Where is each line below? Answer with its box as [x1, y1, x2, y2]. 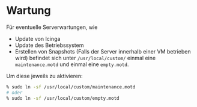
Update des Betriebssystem [14, 41, 84, 49]
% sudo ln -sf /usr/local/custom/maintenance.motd [6, 84, 136, 90]
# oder [6, 90, 23, 96]
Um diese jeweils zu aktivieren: [6, 72, 83, 79]
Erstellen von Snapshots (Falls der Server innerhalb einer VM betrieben [14, 47, 191, 55]
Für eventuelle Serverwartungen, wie [6, 23, 98, 31]
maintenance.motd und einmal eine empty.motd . [14, 61, 129, 68]
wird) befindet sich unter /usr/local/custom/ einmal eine [14, 54, 156, 61]
